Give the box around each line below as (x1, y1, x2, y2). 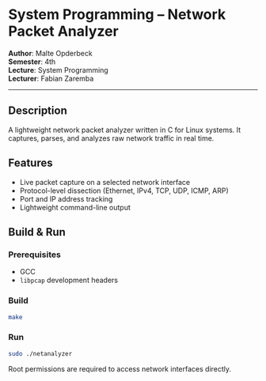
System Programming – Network (8, 6, 226, 24)
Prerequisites (8, 249, 61, 260)
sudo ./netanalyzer (8, 349, 73, 357)
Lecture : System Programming (8, 65, 108, 74)
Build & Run (8, 225, 66, 239)
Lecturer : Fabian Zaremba (8, 74, 94, 83)
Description (8, 104, 67, 118)
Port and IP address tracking (19, 194, 113, 203)
